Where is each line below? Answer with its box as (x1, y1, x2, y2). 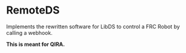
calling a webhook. (6, 29, 53, 36)
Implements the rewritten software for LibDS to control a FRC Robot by (6, 23, 181, 30)
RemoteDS (6, 4, 60, 17)
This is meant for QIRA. (6, 41, 65, 48)
